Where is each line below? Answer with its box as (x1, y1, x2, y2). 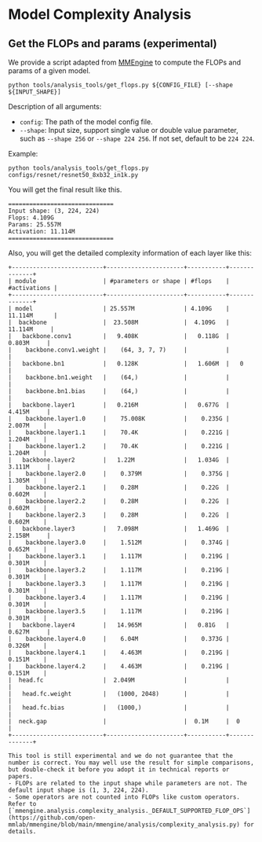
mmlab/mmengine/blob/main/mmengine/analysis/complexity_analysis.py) (8, 821, 241, 829)
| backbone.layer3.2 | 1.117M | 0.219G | (8, 566, 230, 574)
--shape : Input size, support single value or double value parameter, (19, 126, 239, 134)
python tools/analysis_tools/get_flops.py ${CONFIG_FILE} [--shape (8, 81, 234, 89)
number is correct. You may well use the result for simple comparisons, (8, 759, 255, 767)
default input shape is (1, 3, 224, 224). (8, 786, 149, 794)
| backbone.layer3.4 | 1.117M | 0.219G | (8, 594, 230, 601)
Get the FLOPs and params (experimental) (8, 37, 217, 50)
